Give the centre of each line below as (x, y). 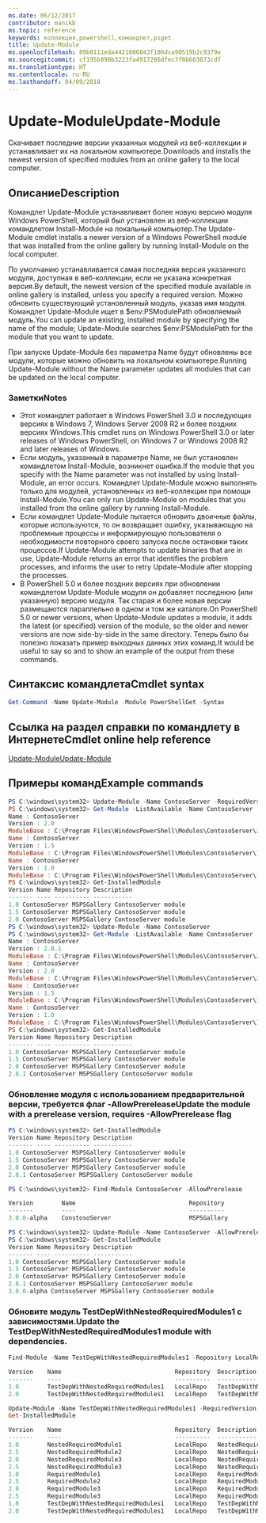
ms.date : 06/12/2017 (42, 15)
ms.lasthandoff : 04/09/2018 (55, 82)
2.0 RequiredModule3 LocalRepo (108, 1489)
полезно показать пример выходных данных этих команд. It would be (137, 642)
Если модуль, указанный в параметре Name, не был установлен (129, 457)
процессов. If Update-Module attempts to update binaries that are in (131, 550)
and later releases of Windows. (70, 449)
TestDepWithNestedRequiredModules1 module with (110, 1331)
